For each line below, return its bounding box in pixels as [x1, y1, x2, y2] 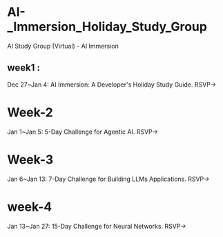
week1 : [7, 62, 40, 73]
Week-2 [7, 105, 53, 120]
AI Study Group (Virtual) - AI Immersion [7, 42, 119, 50]
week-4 [7, 199, 52, 215]
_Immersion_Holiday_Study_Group [7, 19, 207, 35]
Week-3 [7, 152, 54, 167]
